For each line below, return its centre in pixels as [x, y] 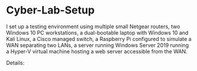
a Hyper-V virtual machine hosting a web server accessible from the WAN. [97, 51]
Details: [15, 63]
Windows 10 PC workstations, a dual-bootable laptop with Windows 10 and [97, 32]
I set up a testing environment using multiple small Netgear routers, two [93, 26]
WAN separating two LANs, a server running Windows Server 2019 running [98, 45]
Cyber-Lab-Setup [50, 10]
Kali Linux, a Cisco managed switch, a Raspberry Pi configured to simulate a [99, 39]
